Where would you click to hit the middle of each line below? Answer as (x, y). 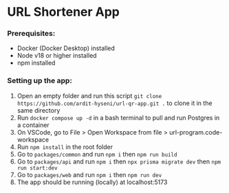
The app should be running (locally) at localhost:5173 (92, 182)
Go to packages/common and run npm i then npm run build (97, 154)
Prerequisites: (31, 34)
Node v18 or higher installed (57, 56)
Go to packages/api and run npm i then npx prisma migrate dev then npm (119, 161)
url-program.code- (196, 132)
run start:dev (37, 168)
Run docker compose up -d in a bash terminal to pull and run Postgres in (118, 117)
